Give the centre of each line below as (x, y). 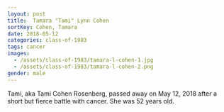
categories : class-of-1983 (47, 40)
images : (19, 54)
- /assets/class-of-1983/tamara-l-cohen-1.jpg (84, 60)
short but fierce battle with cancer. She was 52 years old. (91, 101)
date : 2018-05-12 (33, 34)
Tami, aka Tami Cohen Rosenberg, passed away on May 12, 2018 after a (112, 94)
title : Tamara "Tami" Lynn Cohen (58, 21)
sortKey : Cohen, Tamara (43, 27)
